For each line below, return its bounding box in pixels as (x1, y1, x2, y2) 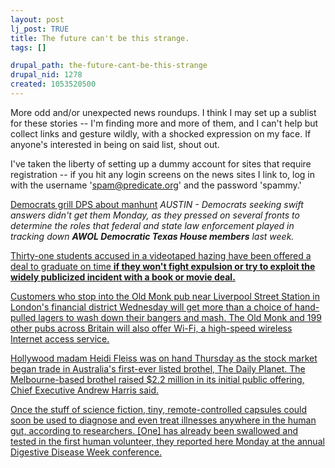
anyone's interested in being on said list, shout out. (10, 138, 220, 150)
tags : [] (10, 42, 47, 53)
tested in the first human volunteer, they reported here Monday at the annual (10, 435, 325, 447)
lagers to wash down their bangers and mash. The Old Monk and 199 (38, 311, 322, 323)
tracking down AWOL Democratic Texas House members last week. (10, 230, 295, 242)
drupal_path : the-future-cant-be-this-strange (10, 61, 208, 71)
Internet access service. (10, 332, 110, 345)
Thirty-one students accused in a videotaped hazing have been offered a (10, 249, 312, 261)
